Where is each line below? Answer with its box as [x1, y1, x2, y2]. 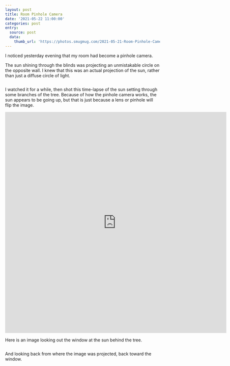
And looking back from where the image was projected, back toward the [5, 351, 151, 357]
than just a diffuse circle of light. [5, 72, 70, 79]
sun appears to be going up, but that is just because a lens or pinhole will [5, 97, 153, 103]
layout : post [5, 7, 32, 12]
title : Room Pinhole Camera [5, 12, 63, 17]
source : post [9, 30, 36, 35]
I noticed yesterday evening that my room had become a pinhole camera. [5, 53, 153, 58]
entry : [5, 26, 19, 30]
